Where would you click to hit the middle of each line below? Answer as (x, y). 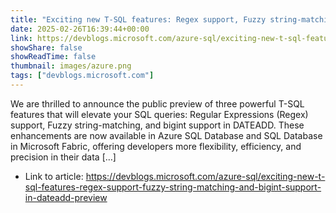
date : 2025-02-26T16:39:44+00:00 (80, 29)
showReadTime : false (53, 57)
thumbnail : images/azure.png (71, 66)
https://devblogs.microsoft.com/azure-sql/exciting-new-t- (205, 176)
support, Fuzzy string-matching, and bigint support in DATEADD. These (157, 125)
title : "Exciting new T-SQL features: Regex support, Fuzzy (138, 19)
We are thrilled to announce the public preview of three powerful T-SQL (157, 103)
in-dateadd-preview (66, 197)
